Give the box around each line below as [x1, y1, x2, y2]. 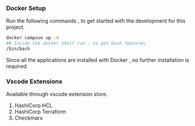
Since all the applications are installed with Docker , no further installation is [6, 56, 190, 63]
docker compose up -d [6, 35, 59, 41]
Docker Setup [6, 4, 46, 12]
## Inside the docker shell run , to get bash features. [6, 40, 149, 46]
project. [6, 23, 25, 30]
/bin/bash [6, 46, 31, 52]
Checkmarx [14, 114, 43, 121]
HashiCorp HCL [14, 102, 53, 109]
